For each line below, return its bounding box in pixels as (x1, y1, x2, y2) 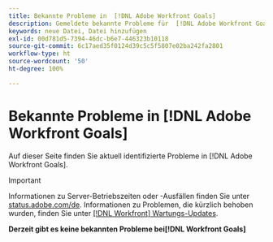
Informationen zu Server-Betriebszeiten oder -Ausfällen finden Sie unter (8, 191, 250, 201)
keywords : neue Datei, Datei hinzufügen (8, 27, 148, 35)
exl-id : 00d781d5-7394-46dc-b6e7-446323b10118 (8, 34, 169, 43)
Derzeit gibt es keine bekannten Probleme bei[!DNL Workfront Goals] (8, 224, 246, 234)
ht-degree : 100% (8, 65, 63, 73)
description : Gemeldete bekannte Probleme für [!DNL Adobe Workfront (8, 19, 253, 28)
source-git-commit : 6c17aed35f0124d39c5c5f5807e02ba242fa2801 (8, 42, 223, 50)
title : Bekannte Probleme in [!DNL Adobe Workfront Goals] (8, 11, 217, 20)
